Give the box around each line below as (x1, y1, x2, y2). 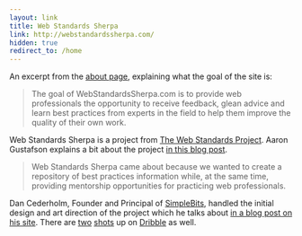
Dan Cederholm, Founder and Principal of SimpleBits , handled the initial (9, 198, 274, 209)
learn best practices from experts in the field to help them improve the (31, 108, 291, 118)
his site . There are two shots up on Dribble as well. (9, 217, 197, 228)
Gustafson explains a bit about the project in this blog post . (9, 144, 227, 155)
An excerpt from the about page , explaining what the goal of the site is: (9, 71, 272, 82)
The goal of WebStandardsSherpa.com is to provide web (31, 89, 243, 100)
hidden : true (9, 38, 58, 48)
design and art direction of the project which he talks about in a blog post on (9, 207, 293, 218)
